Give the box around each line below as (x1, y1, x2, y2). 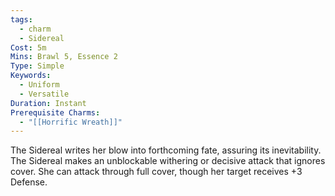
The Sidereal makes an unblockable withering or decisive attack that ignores (10, 155, 326, 167)
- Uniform (19, 80, 60, 90)
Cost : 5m (10, 42, 47, 53)
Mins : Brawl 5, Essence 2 (10, 52, 118, 62)
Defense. (10, 176, 48, 188)
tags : (10, 14, 33, 25)
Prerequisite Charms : (10, 107, 101, 118)
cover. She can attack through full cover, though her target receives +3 (10, 166, 303, 178)
